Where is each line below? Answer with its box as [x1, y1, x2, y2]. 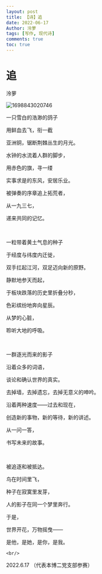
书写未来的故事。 [6, 439, 48, 446]
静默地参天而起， [6, 276, 48, 283]
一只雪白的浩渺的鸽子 [6, 114, 58, 121]
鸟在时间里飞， [6, 475, 42, 483]
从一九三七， [6, 202, 37, 209]
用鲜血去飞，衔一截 [6, 126, 53, 133]
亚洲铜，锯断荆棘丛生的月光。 [6, 139, 78, 146]
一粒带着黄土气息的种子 [6, 238, 63, 246]
